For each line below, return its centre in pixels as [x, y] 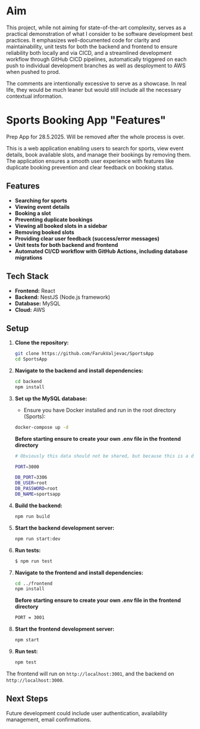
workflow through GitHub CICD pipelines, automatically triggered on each [96, 59]
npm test [26, 662]
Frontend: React [35, 291]
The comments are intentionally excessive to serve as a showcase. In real [96, 83]
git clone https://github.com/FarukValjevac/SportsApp [84, 354]
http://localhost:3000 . [35, 680]
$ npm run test [34, 561]
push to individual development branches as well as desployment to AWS [96, 65]
